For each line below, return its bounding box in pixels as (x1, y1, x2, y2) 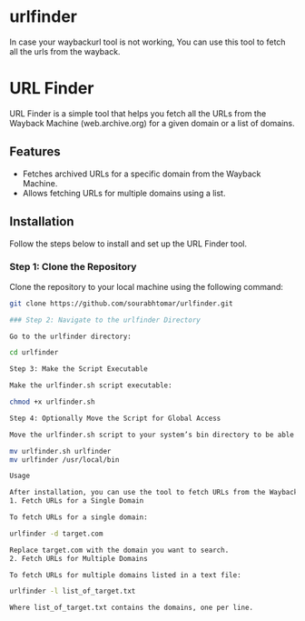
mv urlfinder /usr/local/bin (9, 455, 120, 465)
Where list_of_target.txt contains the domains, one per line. (9, 603, 254, 613)
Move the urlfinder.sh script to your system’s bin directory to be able (9, 430, 295, 439)
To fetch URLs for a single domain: (9, 513, 148, 522)
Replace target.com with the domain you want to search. (9, 546, 230, 555)
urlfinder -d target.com (9, 529, 103, 538)
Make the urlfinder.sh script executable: (9, 381, 172, 390)
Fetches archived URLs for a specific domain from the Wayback (22, 168, 261, 179)
